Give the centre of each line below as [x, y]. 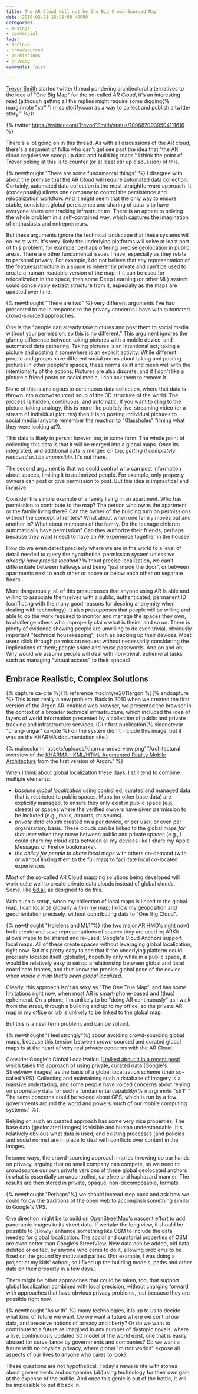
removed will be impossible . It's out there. [57, 457]
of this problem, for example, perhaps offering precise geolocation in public [98, 248]
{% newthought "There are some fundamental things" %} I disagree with [94, 173]
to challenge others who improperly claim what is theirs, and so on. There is [98, 623]
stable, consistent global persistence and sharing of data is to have [88, 205]
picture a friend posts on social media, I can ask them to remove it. [87, 378]
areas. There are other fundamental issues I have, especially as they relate [96, 254]
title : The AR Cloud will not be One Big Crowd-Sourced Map [82, 12]
